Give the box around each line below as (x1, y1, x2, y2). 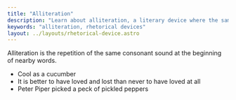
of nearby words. (7, 57, 58, 65)
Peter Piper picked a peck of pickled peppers (17, 85, 149, 93)
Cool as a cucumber (17, 70, 76, 78)
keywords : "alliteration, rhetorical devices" (7, 23, 146, 30)
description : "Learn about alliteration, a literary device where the (7, 17, 218, 24)
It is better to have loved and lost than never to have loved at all (17, 78, 201, 86)
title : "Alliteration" (7, 10, 74, 17)
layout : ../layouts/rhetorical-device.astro (7, 29, 140, 37)
